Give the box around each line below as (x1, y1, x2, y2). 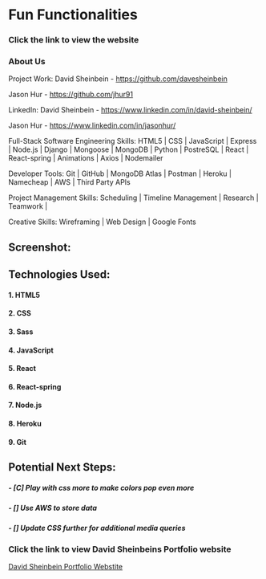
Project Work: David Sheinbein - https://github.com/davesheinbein (8, 74, 228, 84)
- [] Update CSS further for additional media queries (8, 524, 186, 533)
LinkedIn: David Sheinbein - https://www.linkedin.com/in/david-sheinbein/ (8, 105, 252, 115)
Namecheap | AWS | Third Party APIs (8, 177, 131, 187)
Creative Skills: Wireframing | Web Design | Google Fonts (8, 217, 196, 226)
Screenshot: (8, 240, 71, 254)
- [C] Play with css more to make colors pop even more (8, 483, 195, 492)
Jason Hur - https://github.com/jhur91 (8, 90, 134, 100)
